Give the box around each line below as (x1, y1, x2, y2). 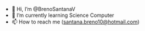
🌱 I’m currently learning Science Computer (11, 12, 115, 19)
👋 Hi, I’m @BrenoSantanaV (11, 6, 76, 12)
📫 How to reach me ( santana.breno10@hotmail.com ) (11, 18, 140, 25)
